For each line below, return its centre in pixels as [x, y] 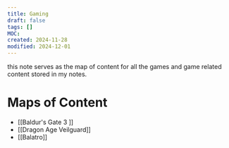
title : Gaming [28, 14]
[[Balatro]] [32, 137]
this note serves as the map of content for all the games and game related [114, 67]
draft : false [26, 20]
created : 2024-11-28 [38, 40]
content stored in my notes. [47, 74]
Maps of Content [57, 103]
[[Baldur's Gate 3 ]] [45, 122]
